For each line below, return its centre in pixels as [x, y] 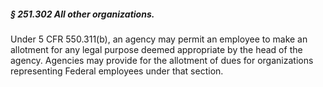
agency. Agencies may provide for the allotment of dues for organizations [162, 60]
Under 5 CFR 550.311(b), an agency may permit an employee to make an [159, 39]
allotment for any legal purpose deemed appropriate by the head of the [156, 49]
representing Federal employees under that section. [117, 71]
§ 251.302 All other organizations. [82, 14]
